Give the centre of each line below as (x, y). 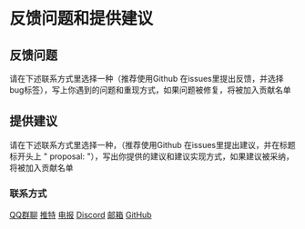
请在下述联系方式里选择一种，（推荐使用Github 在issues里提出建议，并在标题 (152, 144)
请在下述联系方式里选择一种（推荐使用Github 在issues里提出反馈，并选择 (147, 79)
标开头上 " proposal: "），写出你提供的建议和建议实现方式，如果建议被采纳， (152, 156)
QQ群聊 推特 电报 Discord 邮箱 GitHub (81, 215)
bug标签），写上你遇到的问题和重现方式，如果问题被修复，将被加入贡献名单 (150, 90)
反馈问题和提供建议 (81, 19)
